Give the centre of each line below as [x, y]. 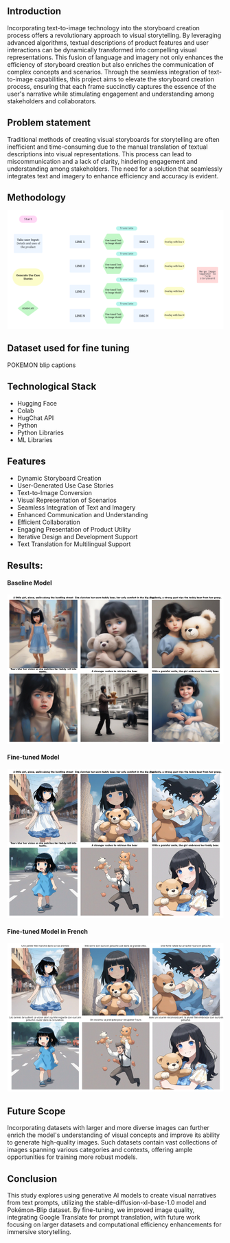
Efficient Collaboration [48, 522]
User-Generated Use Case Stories [65, 485]
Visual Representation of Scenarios [67, 500]
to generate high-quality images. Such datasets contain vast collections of [112, 1142]
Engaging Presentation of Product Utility [74, 529]
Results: [25, 565]
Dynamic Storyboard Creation [59, 478]
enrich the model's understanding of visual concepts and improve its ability [114, 1135]
